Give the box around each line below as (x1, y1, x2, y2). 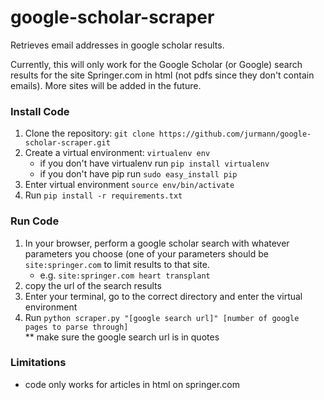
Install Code (10, 104, 70, 118)
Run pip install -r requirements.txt (24, 189, 183, 201)
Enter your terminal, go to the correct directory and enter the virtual (24, 290, 303, 302)
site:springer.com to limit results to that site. (24, 258, 210, 270)
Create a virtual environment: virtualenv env (24, 147, 211, 159)
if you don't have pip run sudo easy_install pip (39, 168, 238, 180)
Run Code (10, 214, 60, 228)
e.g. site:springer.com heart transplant (39, 269, 211, 281)
